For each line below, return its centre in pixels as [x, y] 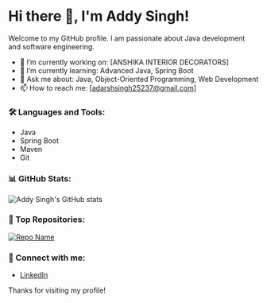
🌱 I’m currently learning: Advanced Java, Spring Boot [106, 70]
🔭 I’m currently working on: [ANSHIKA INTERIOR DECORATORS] [124, 62]
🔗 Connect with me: [47, 258]
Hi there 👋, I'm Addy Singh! [99, 16]
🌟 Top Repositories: [47, 219]
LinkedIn [34, 275]
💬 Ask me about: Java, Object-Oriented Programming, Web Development [139, 79]
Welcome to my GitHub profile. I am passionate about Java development [127, 38]
